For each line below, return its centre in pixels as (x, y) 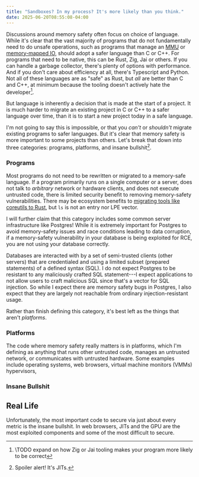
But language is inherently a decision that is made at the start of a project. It (99, 103)
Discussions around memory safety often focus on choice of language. (93, 34)
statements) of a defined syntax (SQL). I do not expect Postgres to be (91, 268)
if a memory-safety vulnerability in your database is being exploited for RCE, (99, 238)
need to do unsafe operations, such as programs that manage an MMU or (96, 47)
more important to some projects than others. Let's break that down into (94, 140)
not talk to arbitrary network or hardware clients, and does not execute (93, 188)
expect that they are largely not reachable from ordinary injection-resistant (97, 293)
